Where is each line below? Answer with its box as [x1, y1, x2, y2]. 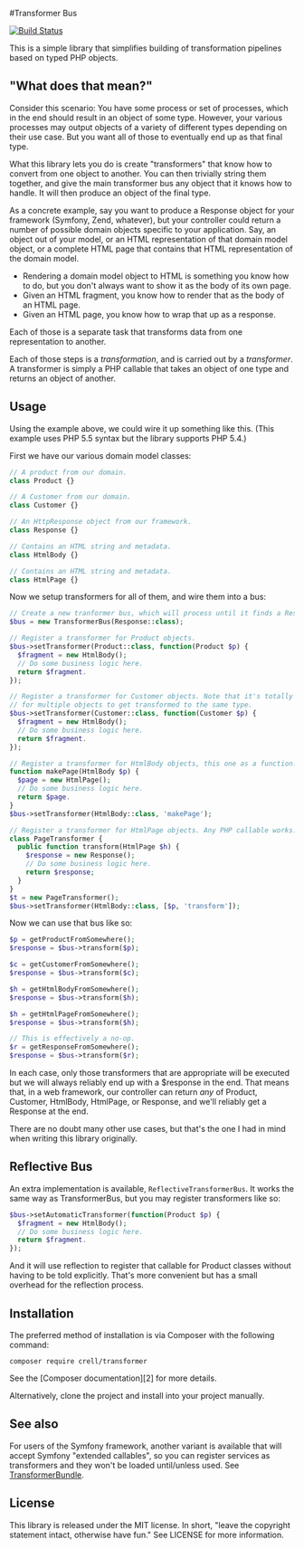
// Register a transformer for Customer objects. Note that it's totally [9, 692, 294, 701]
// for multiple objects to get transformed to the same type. [9, 700, 253, 709]
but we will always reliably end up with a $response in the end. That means [9, 1077, 290, 1088]
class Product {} [9, 476, 75, 485]
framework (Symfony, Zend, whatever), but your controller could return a [9, 214, 281, 225]
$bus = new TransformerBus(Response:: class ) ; [9, 617, 184, 627]
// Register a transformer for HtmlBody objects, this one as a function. [9, 759, 298, 768]
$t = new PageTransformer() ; [9, 893, 119, 902]
